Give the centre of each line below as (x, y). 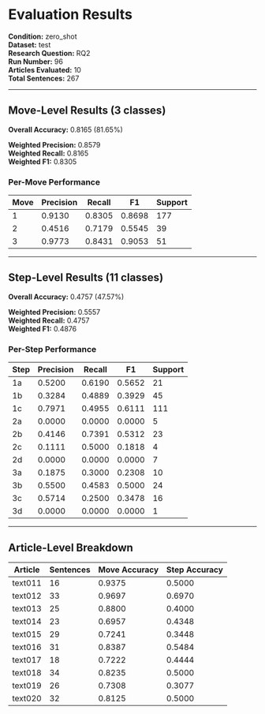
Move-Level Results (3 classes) (87, 111)
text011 (27, 583)
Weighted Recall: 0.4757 (49, 320)
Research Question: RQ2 (49, 53)
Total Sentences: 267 (44, 78)
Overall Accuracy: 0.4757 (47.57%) (66, 297)
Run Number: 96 (35, 62)
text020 (27, 698)
